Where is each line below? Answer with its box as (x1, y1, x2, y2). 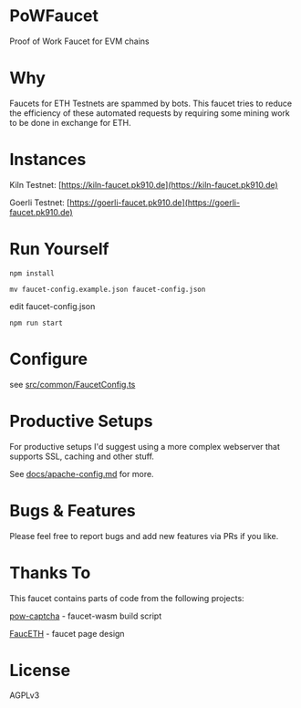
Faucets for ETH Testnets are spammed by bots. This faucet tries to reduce (9, 98, 293, 109)
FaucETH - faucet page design (9, 628, 125, 639)
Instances (9, 150, 87, 170)
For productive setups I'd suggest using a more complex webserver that (9, 441, 281, 452)
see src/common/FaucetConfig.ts (9, 379, 136, 390)
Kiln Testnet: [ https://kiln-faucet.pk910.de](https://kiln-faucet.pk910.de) (9, 179, 278, 190)
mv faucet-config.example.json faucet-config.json (9, 285, 206, 294)
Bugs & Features (9, 500, 137, 521)
